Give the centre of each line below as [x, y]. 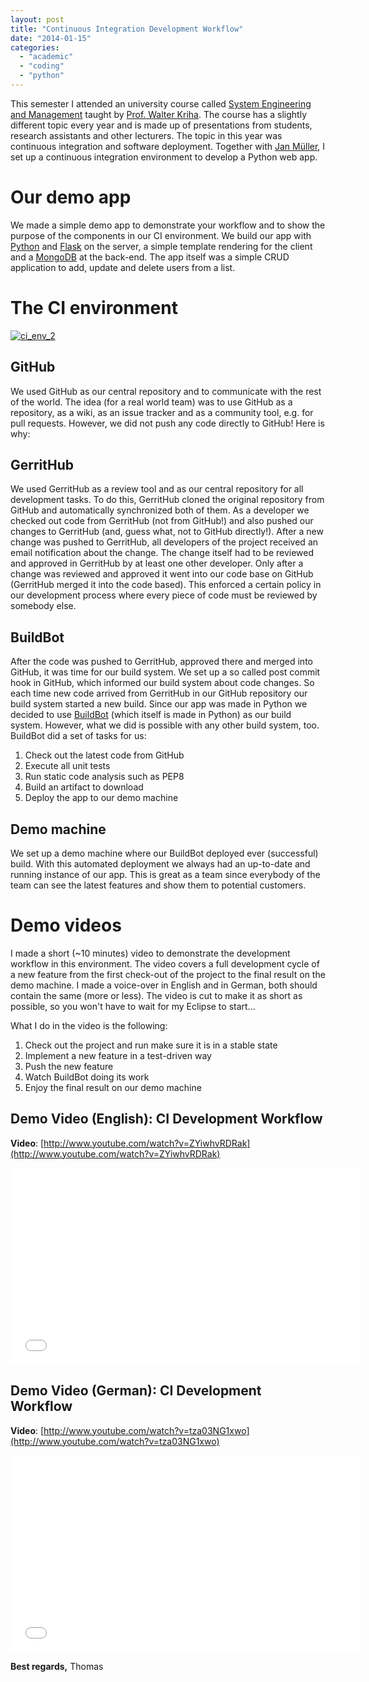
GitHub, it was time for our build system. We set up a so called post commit [165, 672]
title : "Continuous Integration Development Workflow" [127, 29]
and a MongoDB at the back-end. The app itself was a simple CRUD [150, 257]
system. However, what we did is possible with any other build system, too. [165, 725]
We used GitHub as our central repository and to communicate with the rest [166, 391]
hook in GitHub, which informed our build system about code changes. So [162, 683]
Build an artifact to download [84, 787]
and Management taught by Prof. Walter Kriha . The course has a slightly [158, 114]
